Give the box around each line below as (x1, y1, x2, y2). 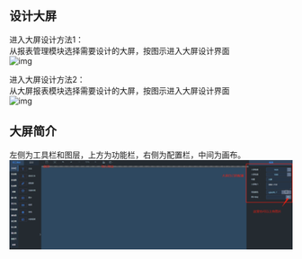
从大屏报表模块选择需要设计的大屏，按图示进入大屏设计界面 (9, 85, 230, 96)
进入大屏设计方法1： (9, 34, 84, 45)
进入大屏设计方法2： (9, 74, 85, 85)
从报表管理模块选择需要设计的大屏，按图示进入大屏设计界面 (9, 45, 230, 56)
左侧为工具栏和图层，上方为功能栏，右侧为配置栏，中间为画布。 (9, 149, 245, 160)
